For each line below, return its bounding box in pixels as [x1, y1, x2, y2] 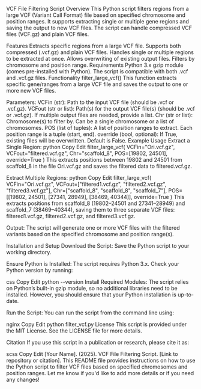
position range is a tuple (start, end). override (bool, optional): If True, [6, 130, 178, 138]
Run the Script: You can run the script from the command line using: [6, 309, 175, 316]
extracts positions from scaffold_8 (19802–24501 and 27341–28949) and [6, 200, 185, 207]
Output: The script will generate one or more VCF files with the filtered [6, 224, 180, 231]
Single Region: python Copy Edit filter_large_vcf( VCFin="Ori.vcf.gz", [6, 144, 175, 150]
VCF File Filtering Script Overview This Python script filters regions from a [6, 5, 189, 12]
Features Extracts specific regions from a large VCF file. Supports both [6, 42, 181, 49]
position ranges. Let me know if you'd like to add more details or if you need [6, 370, 194, 376]
